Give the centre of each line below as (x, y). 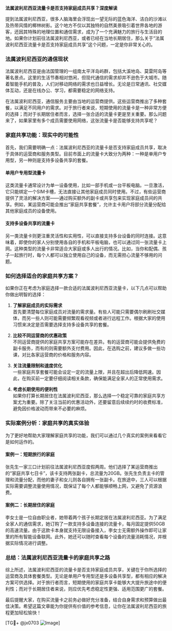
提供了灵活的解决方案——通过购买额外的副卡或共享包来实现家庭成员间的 (81, 198)
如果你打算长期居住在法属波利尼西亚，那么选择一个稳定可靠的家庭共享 (87, 396)
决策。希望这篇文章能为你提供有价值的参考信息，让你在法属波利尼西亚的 (86, 606)
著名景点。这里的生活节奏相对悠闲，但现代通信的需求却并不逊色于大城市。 (84, 78)
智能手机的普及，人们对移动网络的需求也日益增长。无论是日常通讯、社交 (86, 84)
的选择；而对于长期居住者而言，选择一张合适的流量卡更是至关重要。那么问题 (86, 114)
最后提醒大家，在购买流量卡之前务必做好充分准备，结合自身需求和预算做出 (84, 600)
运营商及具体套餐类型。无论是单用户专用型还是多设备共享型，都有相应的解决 (86, 576)
